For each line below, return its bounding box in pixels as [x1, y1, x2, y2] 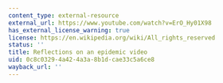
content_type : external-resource [8, 11, 119, 20]
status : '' [8, 41, 45, 49]
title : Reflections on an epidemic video [8, 48, 148, 56]
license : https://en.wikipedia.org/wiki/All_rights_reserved [8, 33, 216, 42]
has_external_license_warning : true [8, 26, 130, 34]
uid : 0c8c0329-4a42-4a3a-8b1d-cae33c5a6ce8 [8, 56, 155, 64]
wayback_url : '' [8, 63, 62, 71]
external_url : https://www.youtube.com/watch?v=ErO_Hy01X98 [8, 19, 213, 27]
